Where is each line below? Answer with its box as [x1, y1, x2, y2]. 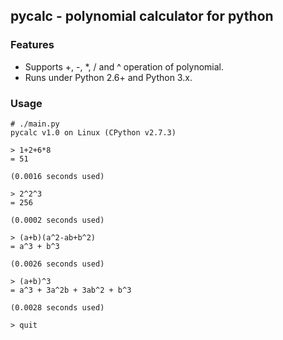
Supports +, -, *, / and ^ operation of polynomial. [24, 60, 224, 73]
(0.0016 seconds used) [10, 171, 105, 181]
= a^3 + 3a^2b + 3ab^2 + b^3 [10, 285, 132, 295]
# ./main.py [10, 119, 60, 129]
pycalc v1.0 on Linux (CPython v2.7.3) [10, 127, 177, 138]
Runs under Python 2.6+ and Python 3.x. [24, 71, 193, 83]
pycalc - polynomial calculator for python [10, 8, 274, 25]
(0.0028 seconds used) [10, 302, 105, 313]
